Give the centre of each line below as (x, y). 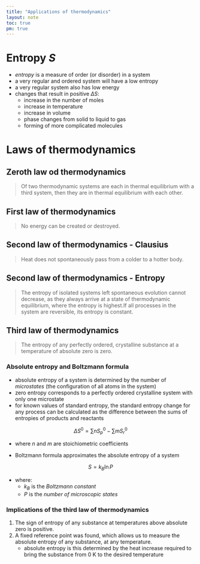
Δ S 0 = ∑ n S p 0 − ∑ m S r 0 (101, 431)
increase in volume (47, 113)
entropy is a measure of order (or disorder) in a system (83, 75)
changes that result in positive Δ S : (57, 94)
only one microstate (40, 399)
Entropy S (31, 58)
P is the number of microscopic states (71, 494)
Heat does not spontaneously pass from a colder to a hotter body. (102, 259)
